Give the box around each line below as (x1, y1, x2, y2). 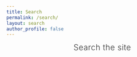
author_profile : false (6, 25, 64, 32)
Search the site (73, 42, 132, 53)
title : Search (6, 8, 43, 15)
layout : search (6, 20, 45, 26)
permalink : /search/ (6, 15, 59, 21)
